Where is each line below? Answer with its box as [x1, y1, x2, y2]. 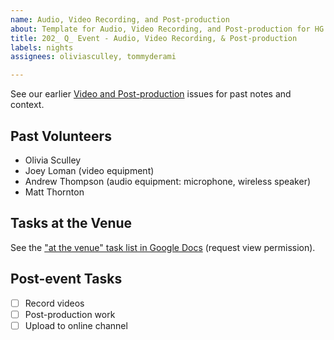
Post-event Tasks [10, 271, 123, 288]
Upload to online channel [24, 319, 128, 331]
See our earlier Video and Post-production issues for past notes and [10, 88, 292, 100]
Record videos [24, 297, 85, 309]
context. [10, 99, 45, 111]
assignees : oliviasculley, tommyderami [10, 52, 177, 62]
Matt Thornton [24, 186, 85, 198]
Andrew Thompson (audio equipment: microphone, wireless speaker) [24, 175, 312, 187]
